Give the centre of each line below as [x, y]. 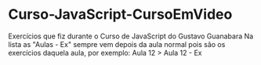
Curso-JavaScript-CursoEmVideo [120, 14]
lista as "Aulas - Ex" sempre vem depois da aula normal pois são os [117, 44]
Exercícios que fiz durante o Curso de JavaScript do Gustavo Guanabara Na [131, 36]
